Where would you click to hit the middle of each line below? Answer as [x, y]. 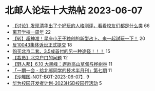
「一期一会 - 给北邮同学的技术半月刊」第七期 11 [62, 70]
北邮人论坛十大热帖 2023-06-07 [74, 10]
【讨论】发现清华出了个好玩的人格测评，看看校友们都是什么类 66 [81, 26]
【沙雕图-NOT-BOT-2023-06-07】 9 [51, 77]
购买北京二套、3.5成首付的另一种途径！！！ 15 [61, 51]
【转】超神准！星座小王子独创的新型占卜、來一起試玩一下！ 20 [79, 38]
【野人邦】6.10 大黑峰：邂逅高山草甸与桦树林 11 [62, 64]
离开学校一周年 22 [31, 32]
